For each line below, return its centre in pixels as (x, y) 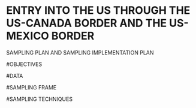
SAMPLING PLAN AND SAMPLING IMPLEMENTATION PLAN (80, 52)
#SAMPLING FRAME (31, 87)
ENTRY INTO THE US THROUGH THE (98, 10)
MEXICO (28, 36)
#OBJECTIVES (24, 64)
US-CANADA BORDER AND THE (87, 23)
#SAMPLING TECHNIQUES (40, 99)
